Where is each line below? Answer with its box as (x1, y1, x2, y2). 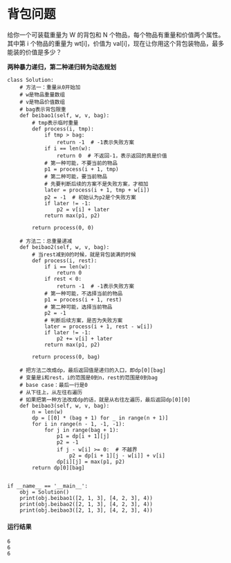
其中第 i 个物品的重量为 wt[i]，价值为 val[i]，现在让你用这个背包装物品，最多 (7, 39, 225, 47)
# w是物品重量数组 (19, 91, 66, 98)
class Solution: (7, 76, 54, 83)
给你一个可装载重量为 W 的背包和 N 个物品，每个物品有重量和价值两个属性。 (7, 31, 225, 39)
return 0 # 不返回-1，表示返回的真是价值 (56, 152, 167, 159)
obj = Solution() (19, 488, 70, 496)
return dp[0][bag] (32, 464, 85, 471)
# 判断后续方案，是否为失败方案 (44, 317, 123, 324)
